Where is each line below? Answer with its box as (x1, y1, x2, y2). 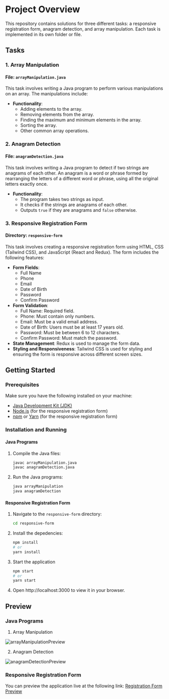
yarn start (12, 578, 36, 583)
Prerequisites (5, 381, 39, 388)
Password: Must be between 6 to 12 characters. (20, 329, 121, 335)
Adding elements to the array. (20, 106, 83, 112)
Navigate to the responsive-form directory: (12, 511, 102, 517)
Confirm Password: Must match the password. (20, 335, 118, 341)
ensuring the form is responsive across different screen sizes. (12, 351, 143, 357)
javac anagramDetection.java (12, 465, 75, 470)
